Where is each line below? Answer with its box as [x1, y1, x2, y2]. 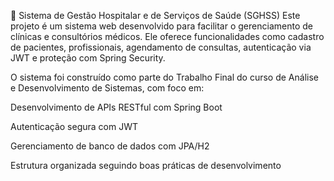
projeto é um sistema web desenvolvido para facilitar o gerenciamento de [10, 20, 313, 32]
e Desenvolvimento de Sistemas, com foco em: [10, 82, 205, 94]
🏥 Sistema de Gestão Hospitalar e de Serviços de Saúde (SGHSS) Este [10, 10, 301, 21]
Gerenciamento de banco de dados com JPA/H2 [10, 140, 210, 152]
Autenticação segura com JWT [10, 121, 139, 132]
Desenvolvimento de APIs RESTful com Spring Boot [10, 101, 223, 113]
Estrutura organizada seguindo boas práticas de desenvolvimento [10, 160, 282, 171]
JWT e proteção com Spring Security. [10, 52, 166, 64]
